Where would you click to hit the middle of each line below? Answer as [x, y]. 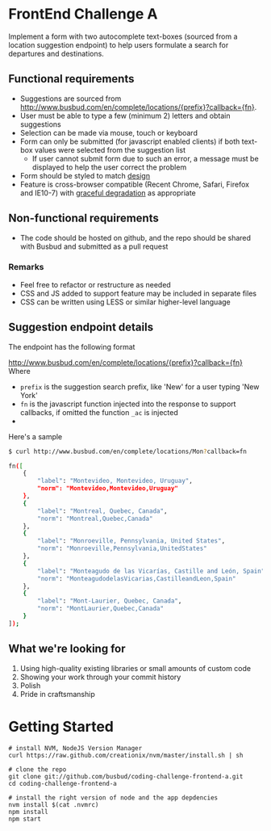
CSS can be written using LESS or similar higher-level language [125, 302]
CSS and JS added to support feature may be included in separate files [138, 293]
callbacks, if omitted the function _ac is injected [99, 412]
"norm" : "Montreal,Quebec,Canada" [95, 518]
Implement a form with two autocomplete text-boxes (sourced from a [123, 36]
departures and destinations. [56, 53]
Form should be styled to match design [85, 175]
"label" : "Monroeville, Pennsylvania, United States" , [131, 541]
